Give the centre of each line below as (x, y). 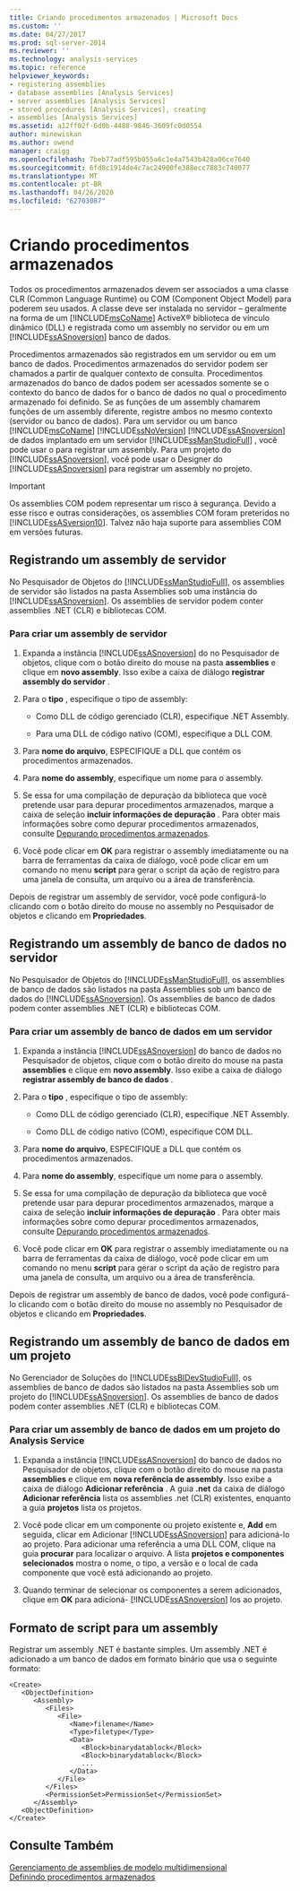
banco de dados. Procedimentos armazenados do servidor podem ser (139, 363)
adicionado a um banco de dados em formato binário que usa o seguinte (143, 1659)
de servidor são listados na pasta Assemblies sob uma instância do (133, 591)
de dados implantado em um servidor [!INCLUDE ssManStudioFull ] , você (143, 439)
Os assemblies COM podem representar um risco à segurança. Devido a (143, 503)
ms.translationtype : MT (54, 176)
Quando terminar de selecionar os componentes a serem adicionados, (152, 1590)
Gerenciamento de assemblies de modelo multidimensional (118, 1867)
